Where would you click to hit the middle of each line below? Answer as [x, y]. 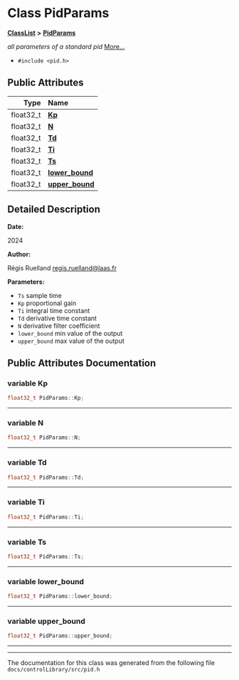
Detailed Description [54, 209]
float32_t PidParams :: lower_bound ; [60, 596]
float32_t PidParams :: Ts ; [46, 556]
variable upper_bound [46, 621]
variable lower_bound [46, 581]
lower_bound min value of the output [70, 333]
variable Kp [28, 383]
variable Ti [26, 502]
